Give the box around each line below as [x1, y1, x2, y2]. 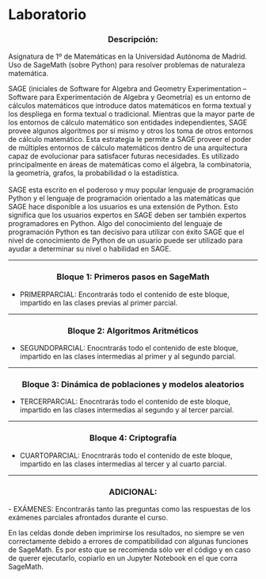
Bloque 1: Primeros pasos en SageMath [56, 271, 210, 282]
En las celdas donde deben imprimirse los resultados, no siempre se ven [8, 527, 245, 537]
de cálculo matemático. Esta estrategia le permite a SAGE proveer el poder [8, 135, 252, 144]
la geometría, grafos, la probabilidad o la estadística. [8, 168, 180, 178]
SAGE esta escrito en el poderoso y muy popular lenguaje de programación [8, 185, 254, 195]
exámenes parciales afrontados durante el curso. [8, 512, 169, 522]
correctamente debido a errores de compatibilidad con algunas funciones [8, 536, 249, 546]
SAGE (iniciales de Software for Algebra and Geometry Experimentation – [8, 84, 247, 94]
